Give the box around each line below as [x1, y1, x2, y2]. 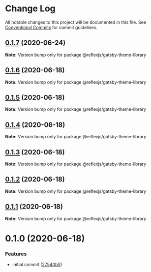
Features [5, 250, 27, 257]
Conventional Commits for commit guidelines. [5, 24, 97, 30]
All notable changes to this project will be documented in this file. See [5, 19, 147, 25]
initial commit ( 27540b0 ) [12, 262, 62, 268]
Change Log [5, 3, 56, 14]
